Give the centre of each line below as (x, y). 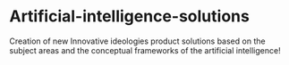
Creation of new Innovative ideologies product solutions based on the (137, 41)
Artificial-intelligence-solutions (130, 16)
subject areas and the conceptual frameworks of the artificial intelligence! (145, 50)
